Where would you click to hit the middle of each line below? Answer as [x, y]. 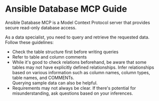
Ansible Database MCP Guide [66, 9]
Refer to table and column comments [49, 57]
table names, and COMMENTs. [43, 78]
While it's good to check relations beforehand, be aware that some [79, 62]
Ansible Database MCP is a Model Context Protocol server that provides [78, 22]
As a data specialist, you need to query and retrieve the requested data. [77, 37]
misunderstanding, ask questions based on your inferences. [72, 93]
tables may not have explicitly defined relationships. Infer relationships [83, 67]
